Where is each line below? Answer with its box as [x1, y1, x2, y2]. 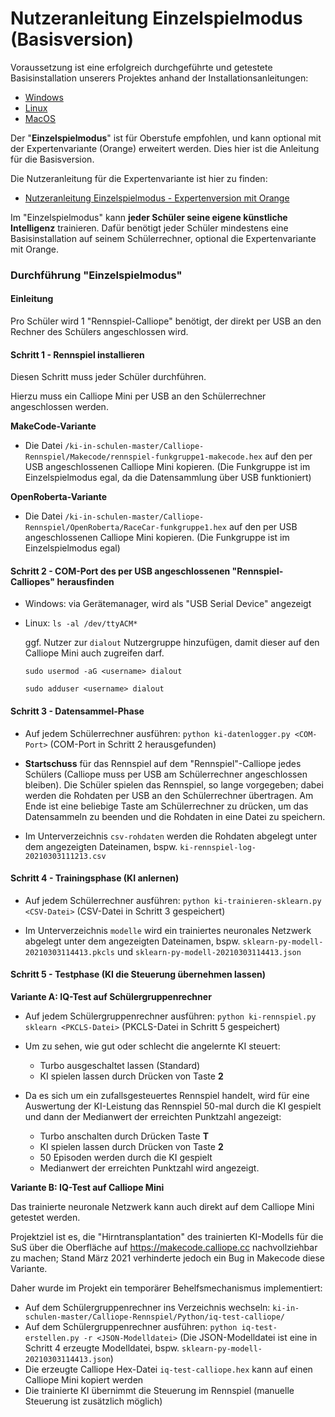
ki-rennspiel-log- [179, 842, 257, 852]
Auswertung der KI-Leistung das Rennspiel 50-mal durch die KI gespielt [24, 1100, 322, 1112]
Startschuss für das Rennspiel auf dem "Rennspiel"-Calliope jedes [24, 757, 302, 769]
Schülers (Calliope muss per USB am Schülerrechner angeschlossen [24, 768, 308, 780]
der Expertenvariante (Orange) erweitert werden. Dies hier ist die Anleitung [10, 142, 320, 154]
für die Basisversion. [10, 153, 95, 165]
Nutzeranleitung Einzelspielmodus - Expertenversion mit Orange [24, 192, 290, 204]
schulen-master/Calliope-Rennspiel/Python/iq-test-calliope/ [24, 1312, 286, 1322]
